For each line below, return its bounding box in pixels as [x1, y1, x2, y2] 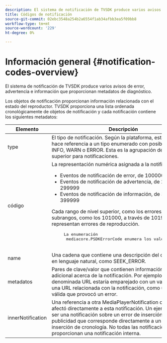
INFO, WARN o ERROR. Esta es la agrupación [51, 146, 156, 153]
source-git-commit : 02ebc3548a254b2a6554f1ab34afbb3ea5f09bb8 [5, 16, 137, 21]
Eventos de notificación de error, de [60, 172, 144, 179]
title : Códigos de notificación [5, 12, 72, 17]
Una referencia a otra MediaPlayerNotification [51, 299, 159, 306]
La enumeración [64, 232, 98, 237]
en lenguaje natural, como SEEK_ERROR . [51, 257, 147, 264]
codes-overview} [5, 67, 79, 78]
